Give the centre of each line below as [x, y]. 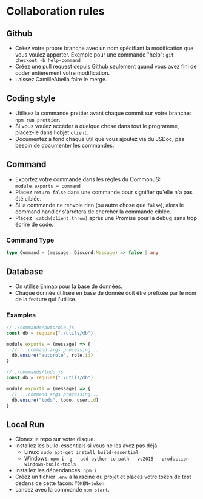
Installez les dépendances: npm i [56, 470]
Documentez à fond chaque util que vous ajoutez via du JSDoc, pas [100, 139]
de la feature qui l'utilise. [46, 299]
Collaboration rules [55, 11]
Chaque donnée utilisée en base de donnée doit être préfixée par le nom [106, 292]
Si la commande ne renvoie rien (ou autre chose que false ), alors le [99, 205]
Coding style [31, 98]
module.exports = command [48, 186]
